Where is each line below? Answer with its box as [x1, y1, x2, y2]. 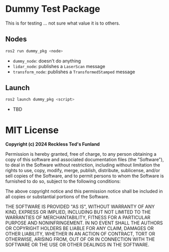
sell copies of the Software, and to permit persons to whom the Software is [5, 173, 164, 179]
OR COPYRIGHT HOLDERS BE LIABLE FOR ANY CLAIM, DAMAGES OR [5, 225, 154, 232]
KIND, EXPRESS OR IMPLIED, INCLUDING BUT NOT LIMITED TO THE [5, 209, 151, 215]
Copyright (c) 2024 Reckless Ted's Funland [5, 141, 100, 148]
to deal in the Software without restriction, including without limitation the [5, 162, 160, 168]
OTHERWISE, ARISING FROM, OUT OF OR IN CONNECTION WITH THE [5, 236, 155, 242]
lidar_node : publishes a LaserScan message [12, 63, 105, 69]
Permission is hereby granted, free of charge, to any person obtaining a [5, 151, 157, 157]
